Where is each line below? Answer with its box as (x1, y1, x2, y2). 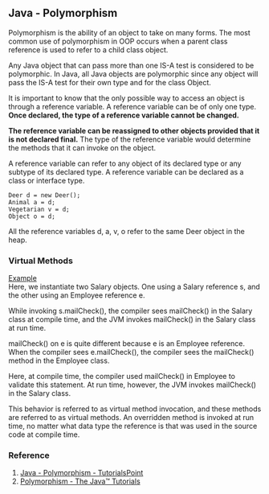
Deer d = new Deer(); (8, 191, 81, 200)
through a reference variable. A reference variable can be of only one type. (8, 101, 257, 111)
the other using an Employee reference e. (8, 290, 146, 300)
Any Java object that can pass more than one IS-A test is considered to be (8, 60, 255, 70)
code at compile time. (8, 430, 80, 439)
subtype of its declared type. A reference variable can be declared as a (8, 167, 244, 176)
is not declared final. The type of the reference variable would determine (8, 134, 251, 144)
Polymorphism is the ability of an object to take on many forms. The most (8, 27, 251, 37)
